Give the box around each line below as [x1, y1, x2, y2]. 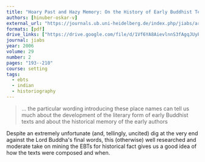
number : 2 [6, 54, 32, 60]
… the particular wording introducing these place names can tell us [21, 105, 190, 112]
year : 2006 [6, 43, 34, 49]
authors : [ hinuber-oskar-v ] [6, 15, 78, 21]
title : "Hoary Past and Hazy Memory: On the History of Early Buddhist [6, 9, 192, 15]
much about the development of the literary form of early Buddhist [21, 111, 189, 119]
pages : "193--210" [6, 60, 53, 66]
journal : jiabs [6, 37, 45, 43]
